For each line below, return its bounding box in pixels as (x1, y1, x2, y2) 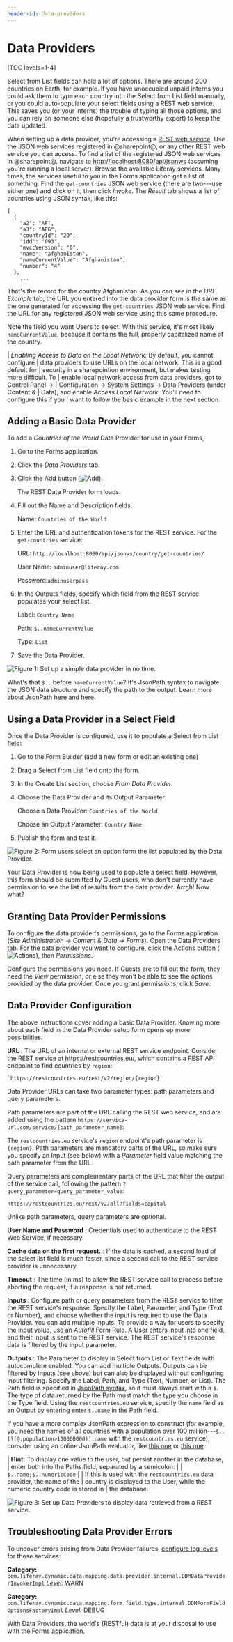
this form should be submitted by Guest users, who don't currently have (7, 875, 214, 884)
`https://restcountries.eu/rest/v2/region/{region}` (7, 1075, 163, 1082)
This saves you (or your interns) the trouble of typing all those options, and (7, 106, 222, 115)
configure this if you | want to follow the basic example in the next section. (7, 395, 220, 404)
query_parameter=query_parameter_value (7, 1188, 123, 1195)
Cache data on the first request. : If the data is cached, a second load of (7, 1247, 217, 1255)
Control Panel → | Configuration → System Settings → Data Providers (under (7, 381, 227, 389)
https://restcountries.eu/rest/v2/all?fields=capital (7, 1200, 167, 1207)
